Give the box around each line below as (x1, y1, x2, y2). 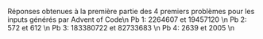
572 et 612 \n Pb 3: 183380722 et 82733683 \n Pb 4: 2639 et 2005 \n (7, 23, 235, 32)
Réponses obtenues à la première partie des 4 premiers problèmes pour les (7, 7, 255, 16)
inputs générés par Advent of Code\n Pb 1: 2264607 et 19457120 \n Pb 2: (7, 15, 247, 24)
